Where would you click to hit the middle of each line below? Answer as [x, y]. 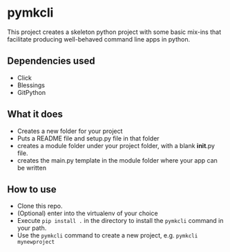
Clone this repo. [40, 206]
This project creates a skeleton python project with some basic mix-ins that [114, 32]
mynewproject [36, 242]
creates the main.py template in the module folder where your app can [117, 160]
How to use [32, 189]
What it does [35, 115]
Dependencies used [51, 61]
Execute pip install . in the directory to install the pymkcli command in [120, 221]
